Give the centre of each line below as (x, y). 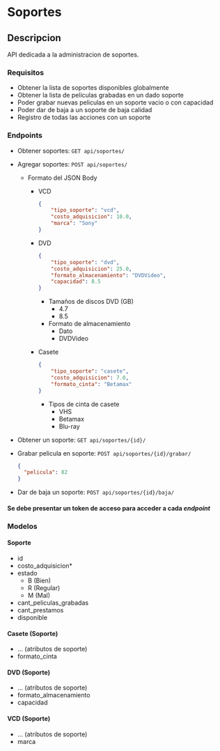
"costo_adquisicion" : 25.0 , (92, 269)
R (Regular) (44, 588)
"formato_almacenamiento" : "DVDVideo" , (109, 275)
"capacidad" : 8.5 (76, 282)
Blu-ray (69, 426)
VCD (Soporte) (29, 718)
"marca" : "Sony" (74, 224)
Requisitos (25, 72)
